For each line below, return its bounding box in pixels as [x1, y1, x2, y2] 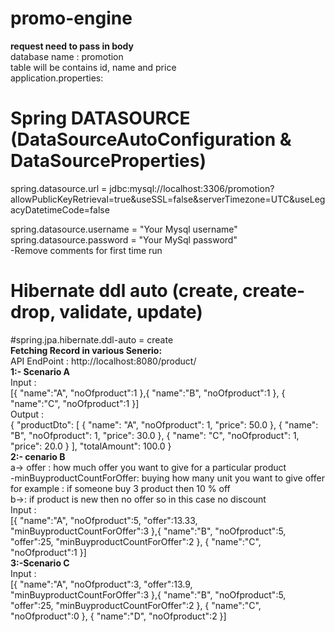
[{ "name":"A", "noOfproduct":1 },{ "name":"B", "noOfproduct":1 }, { [10, 387, 286, 399]
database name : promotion [10, 50, 124, 62]
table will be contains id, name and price [10, 61, 177, 73]
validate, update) [59, 301, 203, 324]
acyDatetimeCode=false [10, 203, 110, 216]
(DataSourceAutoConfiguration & [10, 128, 292, 151]
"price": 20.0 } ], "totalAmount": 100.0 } [10, 440, 172, 452]
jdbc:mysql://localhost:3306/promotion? [109, 182, 275, 194]
